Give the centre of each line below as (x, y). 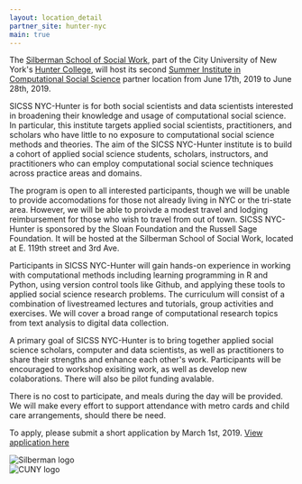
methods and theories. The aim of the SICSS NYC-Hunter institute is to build (151, 144)
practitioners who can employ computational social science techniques (142, 164)
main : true (30, 34)
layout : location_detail (56, 18)
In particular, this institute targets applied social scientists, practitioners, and (151, 125)
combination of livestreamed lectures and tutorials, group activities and (142, 304)
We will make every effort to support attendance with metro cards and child (150, 406)
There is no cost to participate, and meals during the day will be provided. (146, 397)
